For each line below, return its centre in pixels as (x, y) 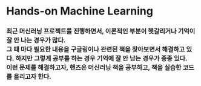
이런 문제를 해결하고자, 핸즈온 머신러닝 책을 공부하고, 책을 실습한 (94, 68)
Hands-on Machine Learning (80, 11)
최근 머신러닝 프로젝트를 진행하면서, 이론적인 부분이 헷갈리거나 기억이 (101, 31)
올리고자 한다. (32, 77)
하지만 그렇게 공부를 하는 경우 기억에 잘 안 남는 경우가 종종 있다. (101, 59)
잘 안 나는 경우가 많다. (36, 41)
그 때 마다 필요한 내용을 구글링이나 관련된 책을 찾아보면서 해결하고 (96, 50)
